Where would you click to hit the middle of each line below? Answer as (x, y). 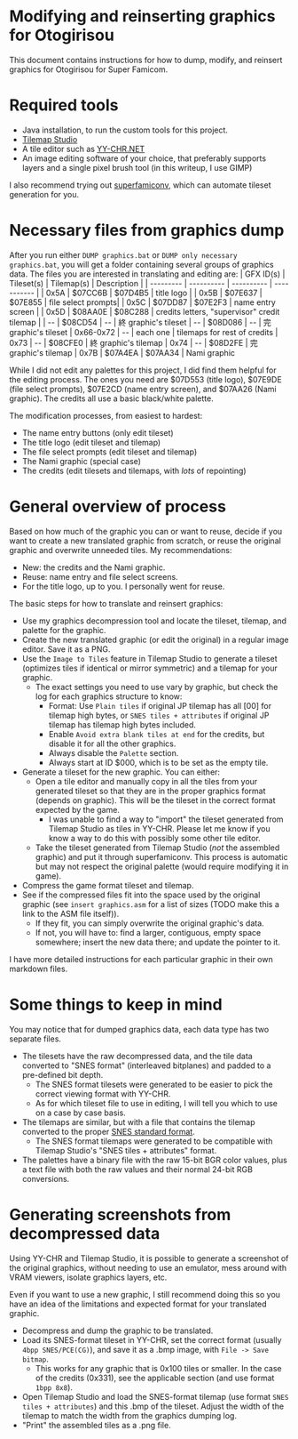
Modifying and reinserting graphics (142, 16)
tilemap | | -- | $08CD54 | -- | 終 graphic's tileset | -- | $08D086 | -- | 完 (141, 322)
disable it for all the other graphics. (112, 744)
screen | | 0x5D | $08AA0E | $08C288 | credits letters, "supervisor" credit (145, 311)
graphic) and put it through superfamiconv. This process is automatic (161, 856)
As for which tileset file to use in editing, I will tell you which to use (156, 1103)
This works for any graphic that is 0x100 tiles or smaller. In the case (158, 1368)
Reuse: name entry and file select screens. (100, 576)
